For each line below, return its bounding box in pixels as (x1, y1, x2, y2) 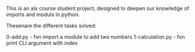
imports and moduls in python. (6, 11, 80, 18)
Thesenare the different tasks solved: (6, 23, 97, 29)
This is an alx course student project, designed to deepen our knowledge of (6, 5, 190, 12)
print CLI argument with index (6, 40, 78, 46)
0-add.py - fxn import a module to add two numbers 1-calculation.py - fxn (6, 34, 185, 40)
